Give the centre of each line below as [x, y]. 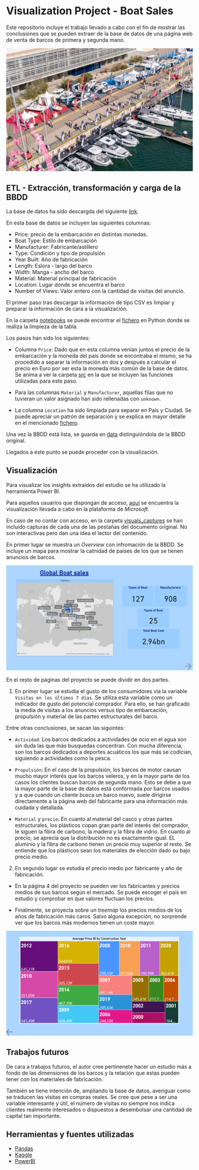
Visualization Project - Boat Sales [90, 11]
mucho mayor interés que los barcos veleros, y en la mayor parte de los [102, 776]
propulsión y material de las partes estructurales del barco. [86, 716]
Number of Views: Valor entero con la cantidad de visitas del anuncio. [100, 291]
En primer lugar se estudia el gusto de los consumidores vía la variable [101, 691]
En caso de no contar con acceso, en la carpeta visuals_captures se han [94, 520]
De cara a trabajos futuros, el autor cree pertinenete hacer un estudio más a [99, 1066]
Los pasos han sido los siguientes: [48, 338]
